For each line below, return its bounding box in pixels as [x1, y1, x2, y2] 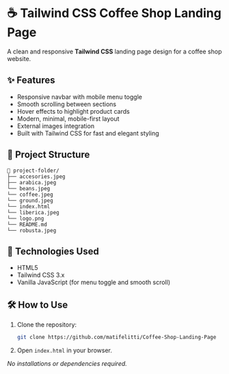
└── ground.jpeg [7, 197, 53, 204]
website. [7, 54, 31, 62]
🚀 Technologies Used [7, 245, 99, 257]
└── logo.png [7, 215, 44, 222]
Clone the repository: [16, 321, 77, 329]
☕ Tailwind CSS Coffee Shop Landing [7, 5, 222, 21]
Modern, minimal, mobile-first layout [16, 114, 120, 123]
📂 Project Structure [7, 149, 90, 161]
